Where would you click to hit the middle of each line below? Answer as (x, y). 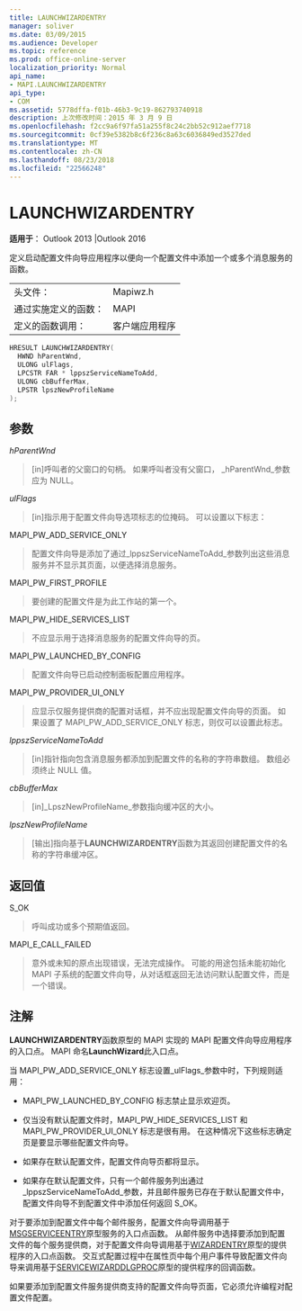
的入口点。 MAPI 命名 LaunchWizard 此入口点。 (97, 1051)
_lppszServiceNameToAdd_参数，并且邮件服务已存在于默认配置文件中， (155, 1191)
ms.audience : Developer (54, 43)
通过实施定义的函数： (59, 310)
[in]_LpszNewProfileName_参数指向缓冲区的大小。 (124, 807)
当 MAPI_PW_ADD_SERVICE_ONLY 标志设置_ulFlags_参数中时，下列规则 (142, 1070)
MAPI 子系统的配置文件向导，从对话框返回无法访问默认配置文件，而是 (160, 974)
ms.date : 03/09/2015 (48, 34)
